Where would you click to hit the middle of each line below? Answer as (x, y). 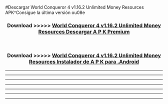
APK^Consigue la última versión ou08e (45, 12)
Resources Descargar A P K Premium (84, 31)
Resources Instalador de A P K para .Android (84, 62)
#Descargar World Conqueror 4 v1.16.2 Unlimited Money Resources (74, 7)
